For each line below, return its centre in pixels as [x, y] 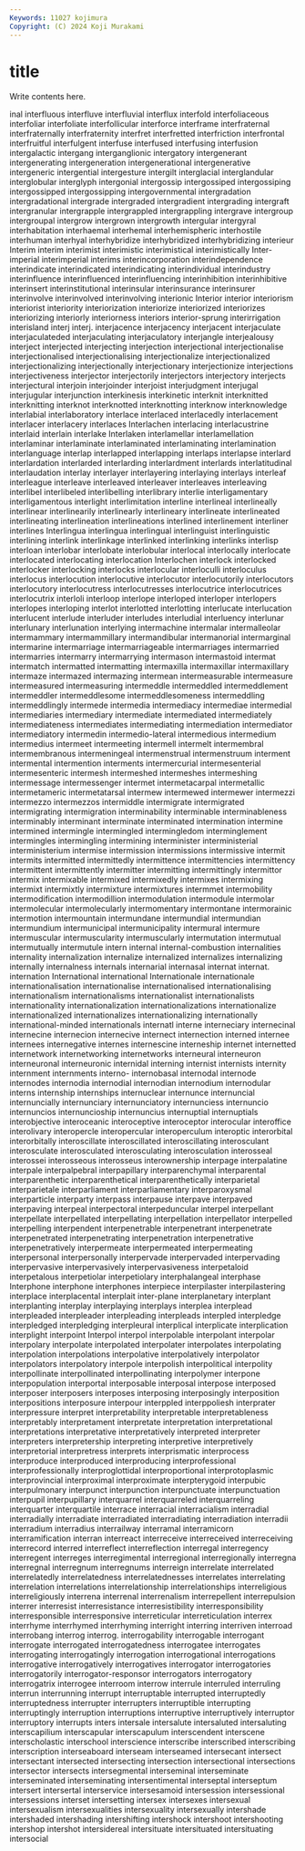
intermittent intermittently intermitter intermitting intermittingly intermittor [146, 870]
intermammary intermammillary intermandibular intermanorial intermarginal [150, 637]
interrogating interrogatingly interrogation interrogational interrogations [142, 1655]
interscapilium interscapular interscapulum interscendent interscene [137, 1732]
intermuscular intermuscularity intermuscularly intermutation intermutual [145, 938]
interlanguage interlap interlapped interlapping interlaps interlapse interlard [150, 453]
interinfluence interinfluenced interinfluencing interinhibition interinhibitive [148, 279]
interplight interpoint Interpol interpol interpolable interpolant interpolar [142, 1335]
